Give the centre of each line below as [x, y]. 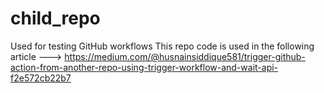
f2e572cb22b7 [41, 78]
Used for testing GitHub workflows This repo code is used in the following [162, 46]
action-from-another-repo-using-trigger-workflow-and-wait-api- [144, 67]
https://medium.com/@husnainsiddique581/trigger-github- [185, 56]
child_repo [55, 18]
